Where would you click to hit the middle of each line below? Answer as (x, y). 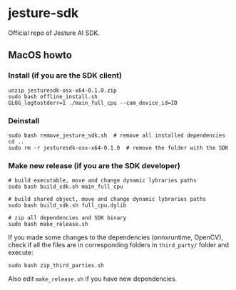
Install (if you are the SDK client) (65, 76)
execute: (21, 253)
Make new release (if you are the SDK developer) (94, 165)
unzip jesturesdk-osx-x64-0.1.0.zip (62, 90)
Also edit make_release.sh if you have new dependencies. (93, 279)
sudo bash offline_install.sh (53, 97)
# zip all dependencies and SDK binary (67, 218)
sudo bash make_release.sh (48, 224)
